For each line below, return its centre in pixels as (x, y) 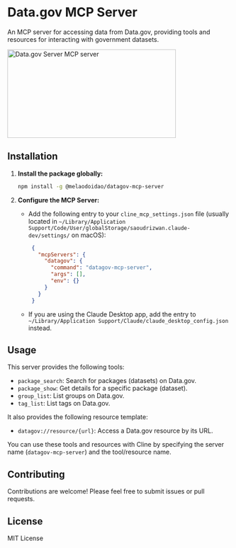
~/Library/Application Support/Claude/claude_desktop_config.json (128, 321)
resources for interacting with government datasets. (83, 39)
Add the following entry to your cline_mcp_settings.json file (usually (128, 214)
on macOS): (89, 235)
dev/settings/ (49, 235)
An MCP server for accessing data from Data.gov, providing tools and (109, 32)
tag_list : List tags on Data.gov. (64, 404)
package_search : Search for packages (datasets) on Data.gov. (107, 381)
